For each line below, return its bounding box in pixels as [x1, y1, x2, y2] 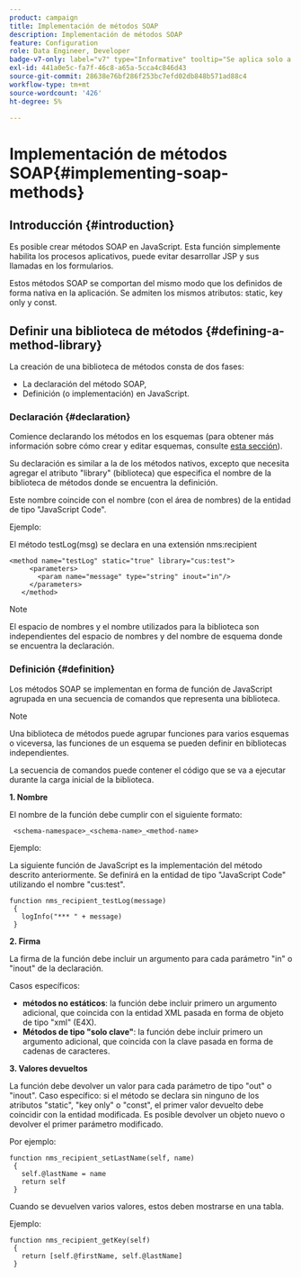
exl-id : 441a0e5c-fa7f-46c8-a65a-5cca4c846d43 [9, 64, 187, 73]
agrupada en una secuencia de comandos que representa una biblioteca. [9, 693, 280, 703]
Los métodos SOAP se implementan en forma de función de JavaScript [9, 684, 273, 694]
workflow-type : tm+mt [9, 80, 91, 89]
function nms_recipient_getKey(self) [9, 1236, 151, 1245]
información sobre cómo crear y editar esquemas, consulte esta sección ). [9, 440, 283, 451]
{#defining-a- [205, 323, 285, 339]
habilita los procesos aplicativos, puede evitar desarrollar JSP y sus [9, 251, 260, 262]
